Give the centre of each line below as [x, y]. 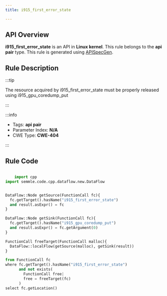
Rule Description [32, 68]
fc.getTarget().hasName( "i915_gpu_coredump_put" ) [63, 223]
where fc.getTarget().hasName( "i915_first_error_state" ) [66, 265]
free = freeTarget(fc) [47, 279]
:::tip [10, 80]
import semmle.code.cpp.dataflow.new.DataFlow [55, 182]
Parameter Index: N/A [35, 130]
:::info [11, 115]
